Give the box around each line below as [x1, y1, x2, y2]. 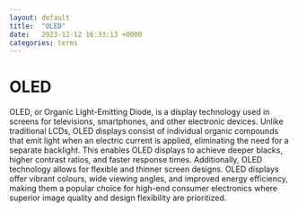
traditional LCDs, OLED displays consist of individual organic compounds [9, 126, 279, 137]
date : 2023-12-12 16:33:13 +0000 [9, 30, 143, 39]
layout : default [9, 13, 70, 22]
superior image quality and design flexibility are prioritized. [9, 192, 227, 203]
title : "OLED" [9, 22, 66, 31]
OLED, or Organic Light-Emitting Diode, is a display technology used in [9, 107, 270, 118]
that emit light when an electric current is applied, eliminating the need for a [9, 136, 289, 146]
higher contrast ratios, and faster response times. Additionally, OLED [9, 155, 263, 165]
